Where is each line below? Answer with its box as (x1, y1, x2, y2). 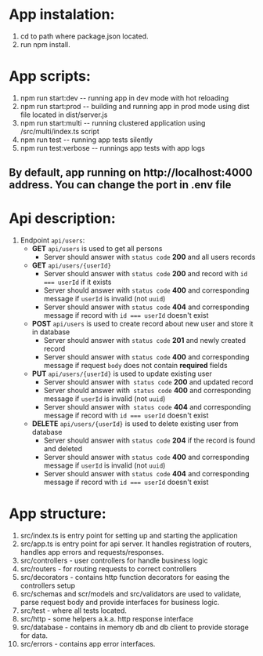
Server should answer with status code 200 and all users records (43, 253, 256, 262)
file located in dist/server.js (20, 110, 108, 119)
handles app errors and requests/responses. (20, 548, 164, 557)
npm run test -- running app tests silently (20, 135, 153, 144)
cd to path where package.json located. (20, 31, 149, 41)
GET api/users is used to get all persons (31, 244, 163, 253)
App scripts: (9, 67, 91, 86)
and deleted (43, 444, 83, 454)
